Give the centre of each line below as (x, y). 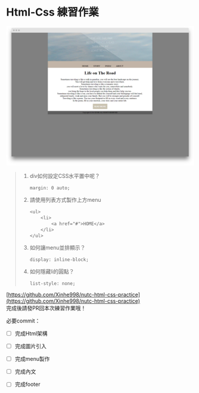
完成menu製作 (32, 359)
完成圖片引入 (30, 346)
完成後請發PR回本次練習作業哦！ (46, 308)
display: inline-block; (59, 260)
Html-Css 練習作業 (53, 12)
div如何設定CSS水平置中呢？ (65, 176)
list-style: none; (52, 284)
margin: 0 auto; (50, 188)
